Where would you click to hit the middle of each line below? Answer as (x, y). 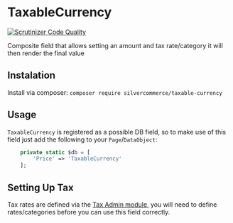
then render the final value (46, 53)
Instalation (31, 75)
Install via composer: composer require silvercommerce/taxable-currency (115, 92)
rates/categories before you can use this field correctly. (89, 212)
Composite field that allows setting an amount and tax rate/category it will (115, 45)
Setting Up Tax (40, 187)
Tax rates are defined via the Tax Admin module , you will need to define (112, 205)
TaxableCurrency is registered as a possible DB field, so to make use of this (116, 132)
